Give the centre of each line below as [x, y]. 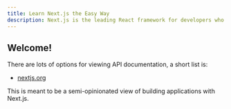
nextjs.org [31, 78]
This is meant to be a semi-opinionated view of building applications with [111, 91]
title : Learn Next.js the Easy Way [58, 13]
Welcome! [29, 48]
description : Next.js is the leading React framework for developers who [116, 20]
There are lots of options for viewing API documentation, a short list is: [108, 65]
